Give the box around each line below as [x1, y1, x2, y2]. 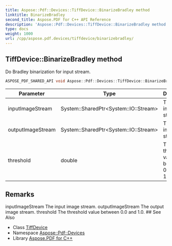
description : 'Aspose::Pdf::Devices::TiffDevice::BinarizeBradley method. [5, 21, 168, 27]
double [60, 156, 78, 164]
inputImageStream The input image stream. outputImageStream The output [5, 204, 164, 210]
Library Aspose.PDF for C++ [12, 235, 73, 241]
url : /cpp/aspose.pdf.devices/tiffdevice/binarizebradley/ [5, 36, 134, 41]
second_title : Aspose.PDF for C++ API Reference [5, 17, 111, 22]
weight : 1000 [5, 31, 33, 36]
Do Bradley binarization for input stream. [5, 69, 91, 75]
